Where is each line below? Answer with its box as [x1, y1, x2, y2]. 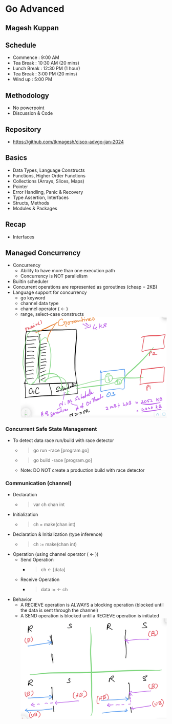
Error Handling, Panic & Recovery [12, 189, 83, 195]
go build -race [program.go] [33, 457, 93, 463]
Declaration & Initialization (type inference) [12, 531, 103, 537]
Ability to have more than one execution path [20, 268, 115, 274]
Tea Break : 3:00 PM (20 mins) [12, 71, 78, 77]
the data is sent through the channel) [20, 607, 99, 613]
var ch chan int [33, 501, 65, 508]
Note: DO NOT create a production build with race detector [20, 467, 145, 473]
